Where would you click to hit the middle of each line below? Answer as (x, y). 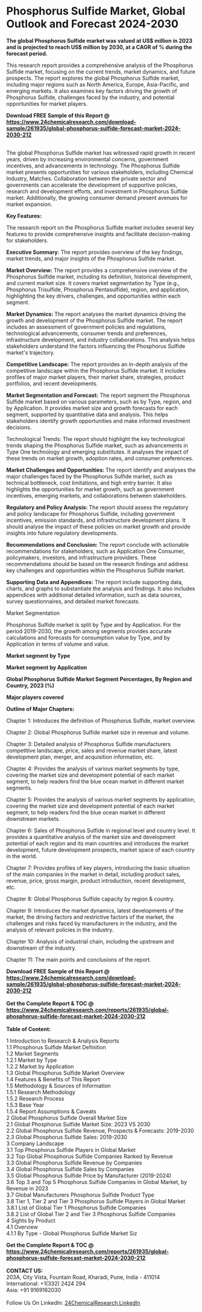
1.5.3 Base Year (25, 1105)
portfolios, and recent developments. (52, 383)
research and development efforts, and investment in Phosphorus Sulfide (97, 191)
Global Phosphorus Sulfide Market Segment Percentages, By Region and (99, 679)
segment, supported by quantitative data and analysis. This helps (87, 414)
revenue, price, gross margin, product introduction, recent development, (96, 881)
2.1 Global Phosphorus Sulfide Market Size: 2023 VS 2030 (78, 1124)
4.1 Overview (22, 1227)
